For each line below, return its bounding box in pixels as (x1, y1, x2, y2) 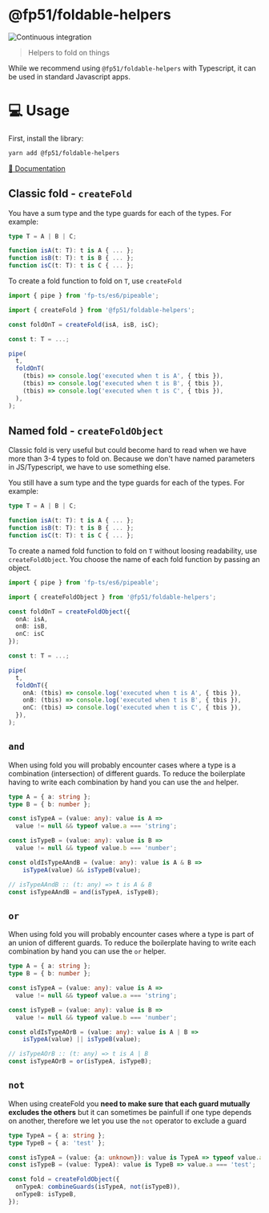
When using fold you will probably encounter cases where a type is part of (8, 930, 255, 939)
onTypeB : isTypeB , (15, 1191, 78, 1199)
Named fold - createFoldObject (8, 424, 164, 438)
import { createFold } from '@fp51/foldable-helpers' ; (8, 306, 195, 314)
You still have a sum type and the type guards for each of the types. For (8, 478, 245, 487)
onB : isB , (15, 622, 48, 631)
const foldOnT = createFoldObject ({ (8, 608, 130, 616)
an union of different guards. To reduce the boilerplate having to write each (8, 938, 256, 948)
